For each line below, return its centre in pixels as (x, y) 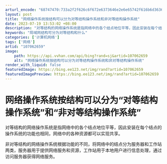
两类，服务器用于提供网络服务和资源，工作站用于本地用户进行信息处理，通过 (83, 150)
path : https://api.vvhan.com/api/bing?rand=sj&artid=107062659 (81, 56)
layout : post (19, 14)
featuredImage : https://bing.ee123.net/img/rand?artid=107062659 (74, 70)
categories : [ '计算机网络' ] (32, 38)
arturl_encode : (21, 10)
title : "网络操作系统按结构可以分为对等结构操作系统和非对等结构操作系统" (73, 19)
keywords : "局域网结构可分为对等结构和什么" (46, 33)
